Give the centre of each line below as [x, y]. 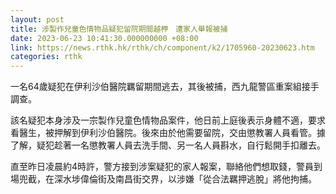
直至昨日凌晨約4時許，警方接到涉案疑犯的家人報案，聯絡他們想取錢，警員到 [166, 167]
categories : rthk [46, 57]
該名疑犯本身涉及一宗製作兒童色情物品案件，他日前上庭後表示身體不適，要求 [168, 120]
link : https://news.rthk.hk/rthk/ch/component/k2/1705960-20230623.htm [162, 47]
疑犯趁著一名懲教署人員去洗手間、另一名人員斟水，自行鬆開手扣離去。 [181, 145]
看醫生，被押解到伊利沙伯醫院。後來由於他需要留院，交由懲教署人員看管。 [163, 133]
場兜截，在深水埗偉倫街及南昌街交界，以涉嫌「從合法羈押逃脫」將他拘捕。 [163, 179]
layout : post [37, 19]
